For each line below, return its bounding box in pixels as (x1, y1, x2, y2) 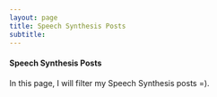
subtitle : (9, 30, 47, 39)
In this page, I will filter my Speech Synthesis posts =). (9, 77, 210, 88)
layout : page (9, 13, 58, 22)
